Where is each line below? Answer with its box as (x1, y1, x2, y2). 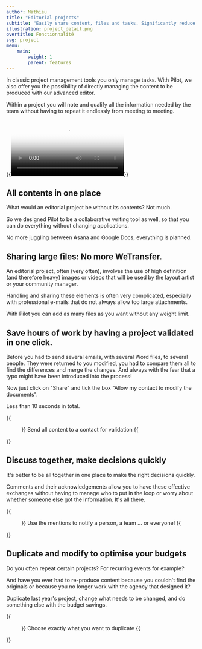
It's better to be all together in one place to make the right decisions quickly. (6, 471, 195, 478)
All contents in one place (6, 188, 101, 198)
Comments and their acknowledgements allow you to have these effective (6, 483, 191, 490)
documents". (6, 390, 38, 398)
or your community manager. (6, 280, 78, 288)
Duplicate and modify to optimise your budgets (6, 549, 187, 559)
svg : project (6, 37, 39, 43)
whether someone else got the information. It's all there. (6, 496, 146, 503)
